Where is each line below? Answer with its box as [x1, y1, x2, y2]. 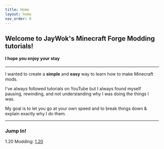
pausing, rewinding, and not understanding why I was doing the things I [5, 91, 149, 97]
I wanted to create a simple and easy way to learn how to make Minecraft [5, 71, 154, 77]
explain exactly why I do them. [5, 110, 66, 116]
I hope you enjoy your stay [5, 56, 60, 62]
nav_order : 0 [5, 16, 32, 21]
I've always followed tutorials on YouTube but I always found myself [5, 85, 142, 91]
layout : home [5, 12, 32, 17]
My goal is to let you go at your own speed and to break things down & [5, 106, 147, 111]
